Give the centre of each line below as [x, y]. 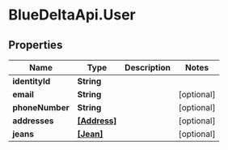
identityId [32, 81]
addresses [33, 121]
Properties [36, 45]
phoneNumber [41, 107]
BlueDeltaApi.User [72, 15]
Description [148, 68]
